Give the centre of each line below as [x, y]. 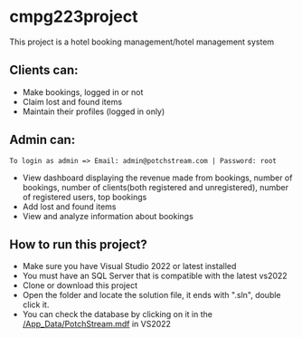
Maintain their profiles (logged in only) [94, 111]
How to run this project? [78, 244]
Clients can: [44, 70]
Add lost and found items [69, 207]
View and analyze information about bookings [108, 216]
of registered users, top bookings [85, 197]
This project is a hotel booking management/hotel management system [142, 42]
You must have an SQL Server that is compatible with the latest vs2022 [155, 276]
